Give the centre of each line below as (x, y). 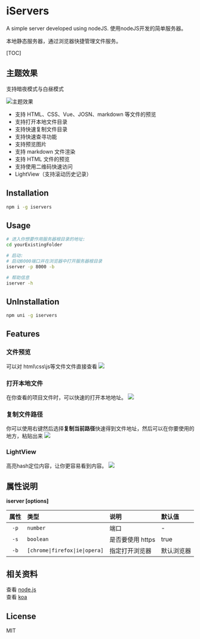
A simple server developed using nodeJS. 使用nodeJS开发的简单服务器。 (96, 28)
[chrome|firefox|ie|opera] (65, 551)
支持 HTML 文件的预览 (42, 159)
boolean (38, 539)
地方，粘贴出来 (24, 436)
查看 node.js (21, 589)
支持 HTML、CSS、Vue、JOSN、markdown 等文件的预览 (85, 114)
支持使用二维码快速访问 (44, 166)
